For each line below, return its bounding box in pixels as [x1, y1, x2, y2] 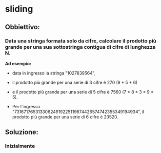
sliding [5, 3, 33, 15]
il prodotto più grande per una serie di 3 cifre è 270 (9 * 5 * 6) [12, 79, 138, 85]
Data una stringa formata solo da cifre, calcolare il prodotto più [5, 38, 157, 44]
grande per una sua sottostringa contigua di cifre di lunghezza [5, 43, 156, 50]
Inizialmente [5, 143, 35, 150]
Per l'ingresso [12, 103, 40, 109]
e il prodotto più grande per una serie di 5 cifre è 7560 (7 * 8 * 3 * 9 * [12, 89, 154, 95]
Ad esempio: [5, 60, 32, 66]
